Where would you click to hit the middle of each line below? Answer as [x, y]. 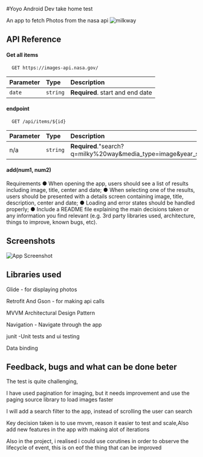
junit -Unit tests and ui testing [43, 336]
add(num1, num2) [29, 170]
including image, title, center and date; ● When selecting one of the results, [101, 190]
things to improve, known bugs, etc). [52, 222]
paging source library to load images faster [60, 399]
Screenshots [31, 241]
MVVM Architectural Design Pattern [51, 313]
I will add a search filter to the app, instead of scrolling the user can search [99, 412]
